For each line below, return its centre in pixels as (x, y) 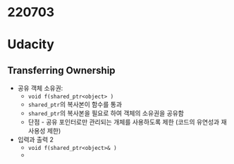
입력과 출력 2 (36, 140)
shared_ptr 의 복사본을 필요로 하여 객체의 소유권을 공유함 (106, 113)
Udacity (31, 45)
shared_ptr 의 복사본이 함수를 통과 (75, 105)
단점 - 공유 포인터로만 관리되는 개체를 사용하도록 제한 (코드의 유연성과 (124, 122)
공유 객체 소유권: (40, 88)
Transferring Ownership (61, 70)
